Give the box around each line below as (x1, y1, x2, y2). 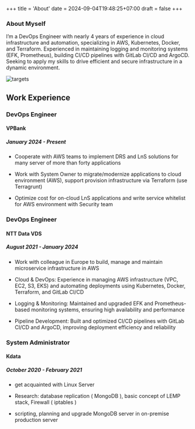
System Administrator (6, 338, 70, 346)
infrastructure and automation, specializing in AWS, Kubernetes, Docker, (6, 39, 180, 46)
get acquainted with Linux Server (14, 381, 95, 388)
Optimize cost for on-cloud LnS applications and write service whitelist (14, 195, 186, 202)
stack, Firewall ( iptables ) (14, 399, 77, 406)
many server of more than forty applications (14, 159, 121, 166)
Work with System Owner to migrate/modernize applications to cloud (14, 170, 182, 178)
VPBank (6, 125, 26, 132)
